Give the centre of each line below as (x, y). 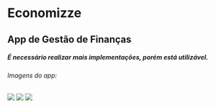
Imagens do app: (32, 75)
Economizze (44, 13)
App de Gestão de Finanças (70, 39)
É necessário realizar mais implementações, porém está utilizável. (108, 58)
